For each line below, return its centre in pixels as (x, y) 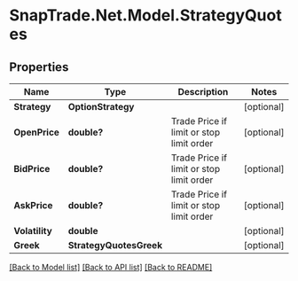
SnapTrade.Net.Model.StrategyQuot (145, 16)
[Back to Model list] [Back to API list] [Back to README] (111, 267)
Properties (39, 67)
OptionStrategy (101, 107)
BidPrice (32, 169)
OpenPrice (37, 132)
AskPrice (33, 205)
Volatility (33, 231)
